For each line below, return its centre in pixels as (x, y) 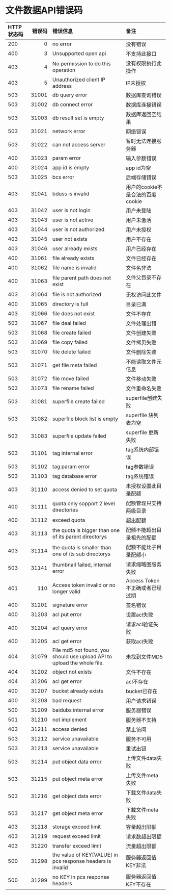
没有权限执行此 (144, 63)
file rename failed (73, 388)
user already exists (75, 248)
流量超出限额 (141, 846)
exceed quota (69, 520)
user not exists (70, 239)
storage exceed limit (77, 827)
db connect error (73, 104)
